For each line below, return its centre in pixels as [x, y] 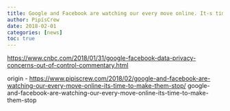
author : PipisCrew [33, 20]
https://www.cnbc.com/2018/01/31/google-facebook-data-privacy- [102, 58]
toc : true [21, 39]
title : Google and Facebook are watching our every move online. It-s [110, 13]
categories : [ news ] [35, 32]
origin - [17, 78]
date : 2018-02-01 [32, 26]
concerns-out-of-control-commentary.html [68, 65]
